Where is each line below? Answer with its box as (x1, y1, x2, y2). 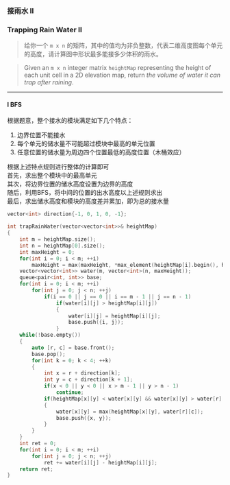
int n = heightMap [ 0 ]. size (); (19, 242, 106, 249)
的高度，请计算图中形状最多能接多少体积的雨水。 (23, 50, 162, 58)
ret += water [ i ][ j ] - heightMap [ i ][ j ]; (43, 459, 157, 466)
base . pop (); (31, 351, 66, 357)
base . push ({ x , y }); (55, 414, 112, 421)
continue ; (55, 389, 84, 396)
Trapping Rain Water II (7, 25, 82, 34)
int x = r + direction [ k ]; (43, 370, 121, 377)
